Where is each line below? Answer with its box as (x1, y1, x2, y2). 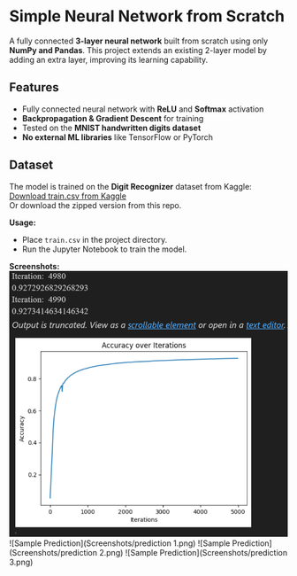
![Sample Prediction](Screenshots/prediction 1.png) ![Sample (9, 538, 231, 549)
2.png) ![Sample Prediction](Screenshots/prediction (98, 548, 288, 558)
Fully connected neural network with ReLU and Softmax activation (21, 104, 264, 114)
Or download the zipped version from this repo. (9, 199, 182, 210)
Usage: (9, 217, 37, 228)
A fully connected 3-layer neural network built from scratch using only (9, 35, 269, 46)
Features (9, 80, 59, 95)
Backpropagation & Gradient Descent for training (21, 113, 204, 123)
